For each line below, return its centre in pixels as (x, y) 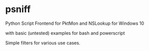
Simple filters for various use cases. (43, 43)
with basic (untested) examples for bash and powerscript (65, 33)
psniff (18, 9)
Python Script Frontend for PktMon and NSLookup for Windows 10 (75, 23)
